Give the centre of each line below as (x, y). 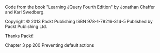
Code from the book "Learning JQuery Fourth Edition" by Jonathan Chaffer (80, 7)
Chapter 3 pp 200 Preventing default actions (50, 45)
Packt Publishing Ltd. (26, 26)
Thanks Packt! (19, 36)
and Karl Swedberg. (25, 12)
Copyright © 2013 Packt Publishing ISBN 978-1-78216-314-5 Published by (79, 21)
